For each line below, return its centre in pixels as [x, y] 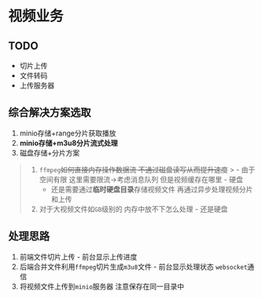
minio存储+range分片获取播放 [68, 133]
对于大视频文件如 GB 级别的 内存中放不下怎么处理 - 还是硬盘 [133, 209]
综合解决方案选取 [50, 112]
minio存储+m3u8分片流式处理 [68, 143]
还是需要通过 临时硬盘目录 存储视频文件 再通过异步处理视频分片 [152, 189]
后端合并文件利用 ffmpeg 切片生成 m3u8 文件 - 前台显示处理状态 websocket [133, 266]
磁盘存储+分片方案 [50, 153]
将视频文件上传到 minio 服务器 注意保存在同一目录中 [102, 286]
